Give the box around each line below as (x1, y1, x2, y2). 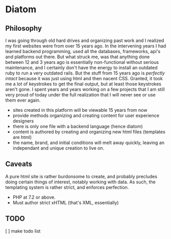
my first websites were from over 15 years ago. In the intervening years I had (5, 43, 166, 49)
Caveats (5, 160, 32, 169)
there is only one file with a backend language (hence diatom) (12, 124, 143, 129)
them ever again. (5, 97, 41, 103)
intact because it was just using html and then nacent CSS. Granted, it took (5, 76, 163, 81)
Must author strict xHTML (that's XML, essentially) (12, 199, 119, 205)
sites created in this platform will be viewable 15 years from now (12, 107, 148, 113)
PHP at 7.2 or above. (12, 194, 56, 200)
